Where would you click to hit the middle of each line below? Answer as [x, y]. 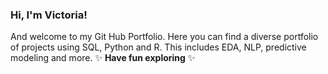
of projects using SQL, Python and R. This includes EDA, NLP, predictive [158, 47]
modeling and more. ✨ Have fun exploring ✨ [103, 58]
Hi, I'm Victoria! [49, 15]
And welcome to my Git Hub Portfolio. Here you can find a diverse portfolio [164, 37]
